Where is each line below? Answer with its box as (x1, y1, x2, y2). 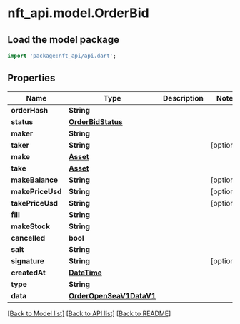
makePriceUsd (11, 186, 62, 196)
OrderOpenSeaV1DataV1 (69, 290, 156, 300)
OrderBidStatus (69, 116, 123, 126)
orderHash (11, 105, 49, 115)
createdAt (11, 268, 46, 278)
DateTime (69, 268, 102, 278)
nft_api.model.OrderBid (7, 5, 149, 21)
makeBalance (11, 175, 59, 185)
